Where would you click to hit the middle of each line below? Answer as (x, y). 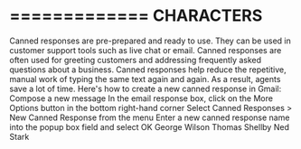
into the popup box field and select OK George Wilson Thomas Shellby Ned (149, 126)
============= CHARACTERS (136, 16)
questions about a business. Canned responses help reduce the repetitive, (148, 70)
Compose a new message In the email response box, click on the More (141, 98)
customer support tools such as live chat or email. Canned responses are (146, 50)
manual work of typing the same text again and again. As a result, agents (145, 79)
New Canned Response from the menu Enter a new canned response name (150, 117)
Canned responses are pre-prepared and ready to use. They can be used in (150, 41)
